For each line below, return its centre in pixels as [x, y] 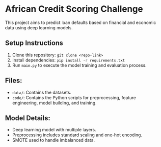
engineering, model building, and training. [54, 103]
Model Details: [28, 118]
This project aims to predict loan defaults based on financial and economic [80, 22]
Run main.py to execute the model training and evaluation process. [79, 65]
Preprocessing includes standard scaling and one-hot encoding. [77, 135]
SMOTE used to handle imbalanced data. [54, 140]
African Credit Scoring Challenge [74, 9]
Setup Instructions [34, 43]
